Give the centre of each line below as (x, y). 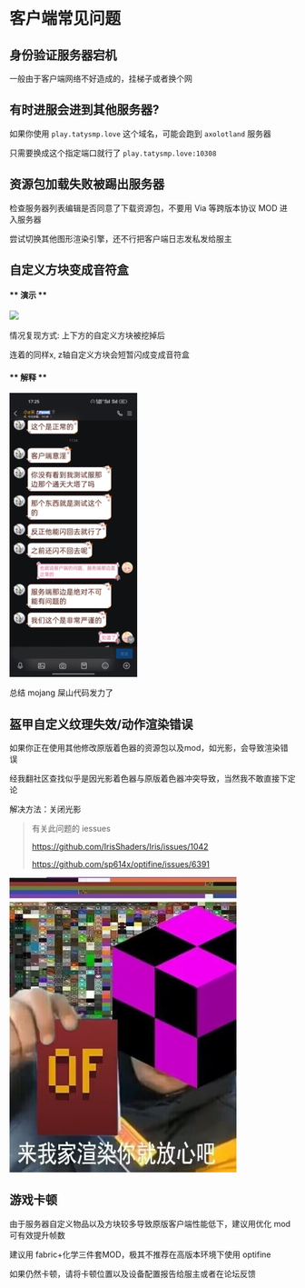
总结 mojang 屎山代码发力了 (61, 693)
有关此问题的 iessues (71, 829)
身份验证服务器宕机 (63, 55)
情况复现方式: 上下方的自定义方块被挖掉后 (87, 335)
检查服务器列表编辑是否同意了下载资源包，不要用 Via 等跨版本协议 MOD (144, 208)
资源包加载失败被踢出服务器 (87, 184)
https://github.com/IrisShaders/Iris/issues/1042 (120, 847)
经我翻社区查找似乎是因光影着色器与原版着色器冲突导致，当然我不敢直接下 (148, 779)
